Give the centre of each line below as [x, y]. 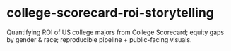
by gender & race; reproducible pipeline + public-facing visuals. [99, 39]
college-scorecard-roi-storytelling [111, 13]
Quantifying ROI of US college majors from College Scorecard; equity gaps [115, 32]
